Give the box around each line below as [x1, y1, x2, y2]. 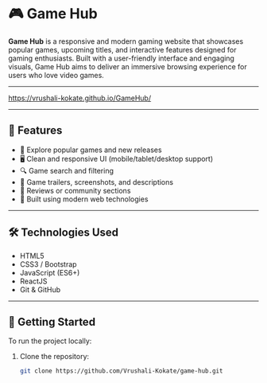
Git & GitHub [19, 284, 61, 294]
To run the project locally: [8, 336, 92, 346]
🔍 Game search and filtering [19, 166, 114, 175]
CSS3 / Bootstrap [19, 259, 77, 269]
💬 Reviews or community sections [19, 186, 131, 195]
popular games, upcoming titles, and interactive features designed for [8, 45, 237, 54]
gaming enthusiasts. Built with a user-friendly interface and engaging [8, 53, 234, 63]
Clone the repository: [19, 352, 90, 362]
